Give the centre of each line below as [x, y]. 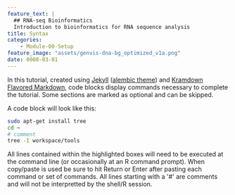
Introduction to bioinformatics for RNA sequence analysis [102, 27]
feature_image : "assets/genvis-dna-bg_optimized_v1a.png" [94, 54]
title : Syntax [28, 33]
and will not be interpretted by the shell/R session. [80, 184]
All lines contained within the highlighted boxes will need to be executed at [115, 154]
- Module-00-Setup [47, 46]
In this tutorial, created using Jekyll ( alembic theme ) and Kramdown [105, 80]
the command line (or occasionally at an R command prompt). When [106, 162]
